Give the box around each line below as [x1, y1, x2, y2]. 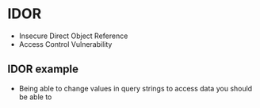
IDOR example [7, 63, 79, 76]
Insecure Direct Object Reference [18, 31, 128, 40]
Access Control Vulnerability [18, 39, 113, 48]
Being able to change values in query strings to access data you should [18, 83, 253, 93]
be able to [18, 92, 52, 102]
